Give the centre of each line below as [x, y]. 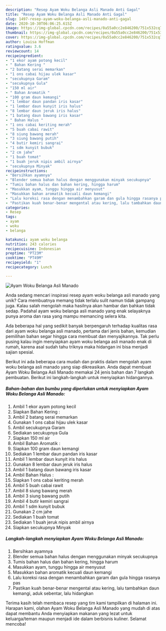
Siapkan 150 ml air [31, 438]
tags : [11, 217]
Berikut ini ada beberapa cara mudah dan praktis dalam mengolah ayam [79, 361]
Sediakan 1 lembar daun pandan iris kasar [55, 454]
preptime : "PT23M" [24, 253]
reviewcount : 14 [22, 51]
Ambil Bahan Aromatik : [36, 443]
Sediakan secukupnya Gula [40, 433]
